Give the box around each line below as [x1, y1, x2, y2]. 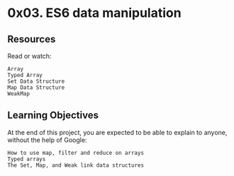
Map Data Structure [7, 84, 65, 91]
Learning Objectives [7, 110, 99, 122]
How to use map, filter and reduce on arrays [7, 149, 144, 156]
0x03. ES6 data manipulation [7, 5, 182, 21]
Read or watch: [7, 52, 52, 60]
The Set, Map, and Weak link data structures [7, 161, 144, 169]
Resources [7, 33, 56, 45]
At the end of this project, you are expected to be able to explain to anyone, [7, 128, 228, 136]
